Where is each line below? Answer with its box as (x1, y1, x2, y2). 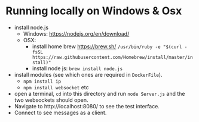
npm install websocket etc (23, 83, 89, 90)
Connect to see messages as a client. (14, 109, 107, 116)
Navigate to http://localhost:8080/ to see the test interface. (14, 102, 160, 110)
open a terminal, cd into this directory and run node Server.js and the (14, 90, 186, 97)
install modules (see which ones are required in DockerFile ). (14, 71, 163, 78)
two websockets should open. (14, 96, 88, 104)
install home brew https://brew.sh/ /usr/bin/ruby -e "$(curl (32, 43, 182, 50)
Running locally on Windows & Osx (5, 4, 182, 18)
